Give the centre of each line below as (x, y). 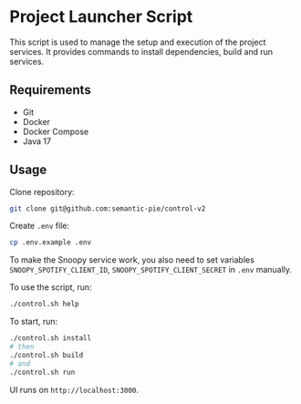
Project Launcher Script (101, 17)
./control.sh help (44, 304)
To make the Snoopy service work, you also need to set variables (132, 260)
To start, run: (34, 322)
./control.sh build (47, 355)
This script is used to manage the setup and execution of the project (138, 42)
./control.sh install (51, 338)
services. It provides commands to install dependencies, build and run (141, 51)
